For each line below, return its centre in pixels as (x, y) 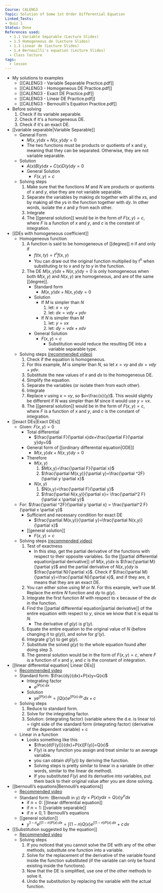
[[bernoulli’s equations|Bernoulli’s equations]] (57, 786)
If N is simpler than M (63, 318)
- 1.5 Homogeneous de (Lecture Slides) (50, 41)
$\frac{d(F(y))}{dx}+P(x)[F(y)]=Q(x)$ (71, 745)
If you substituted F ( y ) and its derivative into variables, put (92, 776)
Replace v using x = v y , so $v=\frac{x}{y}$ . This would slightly (90, 396)
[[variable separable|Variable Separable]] (53, 130)
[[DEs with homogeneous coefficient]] (50, 233)
